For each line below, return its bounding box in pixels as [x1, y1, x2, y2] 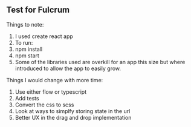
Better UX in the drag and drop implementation [15, 114, 132, 121]
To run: [15, 39, 33, 46]
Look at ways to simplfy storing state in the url [15, 107, 131, 114]
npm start [15, 51, 39, 59]
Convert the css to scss [15, 101, 74, 108]
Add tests [15, 94, 39, 102]
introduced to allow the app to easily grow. [15, 65, 121, 72]
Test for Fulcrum [6, 5, 70, 15]
